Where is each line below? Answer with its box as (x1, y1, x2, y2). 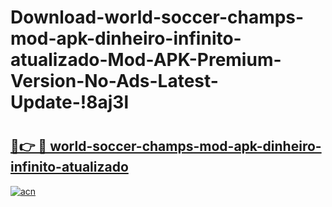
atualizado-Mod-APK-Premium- (10, 49, 282, 71)
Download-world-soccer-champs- (10, 6, 305, 29)
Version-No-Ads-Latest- (10, 70, 219, 93)
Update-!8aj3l (10, 91, 129, 114)
